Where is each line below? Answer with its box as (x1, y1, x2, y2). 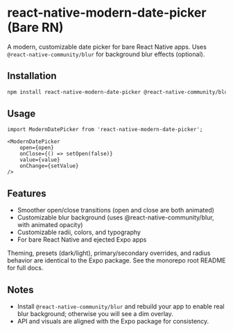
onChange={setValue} (19, 163, 79, 169)
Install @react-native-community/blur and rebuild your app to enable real (17, 302, 225, 310)
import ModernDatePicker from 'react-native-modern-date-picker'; (7, 126, 203, 133)
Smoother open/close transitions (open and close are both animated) (17, 206, 215, 215)
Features (7, 188, 46, 199)
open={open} (19, 144, 54, 151)
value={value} (19, 156, 60, 164)
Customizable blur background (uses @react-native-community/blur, (17, 213, 214, 222)
